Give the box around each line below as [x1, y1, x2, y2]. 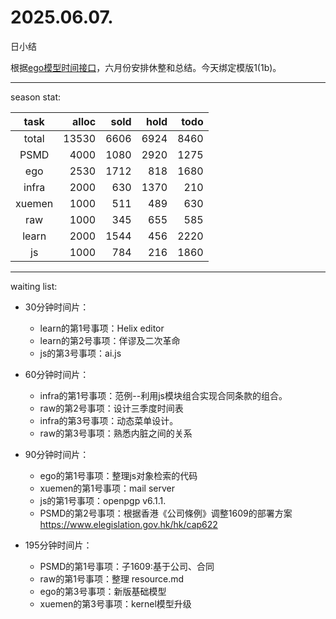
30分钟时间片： [24, 301, 90, 313]
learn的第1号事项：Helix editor [39, 322, 165, 334]
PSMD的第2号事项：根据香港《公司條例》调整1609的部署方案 [39, 507, 293, 519]
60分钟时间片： [24, 368, 90, 380]
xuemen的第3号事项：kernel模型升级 [39, 597, 192, 610]
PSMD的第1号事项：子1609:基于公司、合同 [39, 560, 215, 572]
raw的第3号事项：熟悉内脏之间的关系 [39, 427, 193, 439]
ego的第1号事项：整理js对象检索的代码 [39, 469, 198, 481]
